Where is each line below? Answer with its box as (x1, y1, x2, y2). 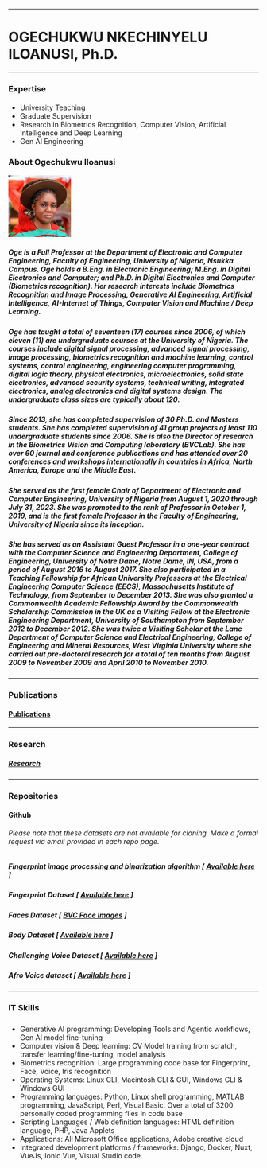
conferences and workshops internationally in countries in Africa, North (8, 457, 253, 466)
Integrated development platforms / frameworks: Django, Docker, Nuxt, (19, 1143, 253, 1152)
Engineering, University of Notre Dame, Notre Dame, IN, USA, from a (8, 556, 238, 566)
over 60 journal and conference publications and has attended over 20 (8, 449, 249, 458)
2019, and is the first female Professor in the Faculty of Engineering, (8, 511, 239, 520)
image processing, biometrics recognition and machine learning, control (8, 352, 253, 362)
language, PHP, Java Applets (19, 1125, 115, 1135)
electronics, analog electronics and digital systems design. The (8, 386, 223, 395)
